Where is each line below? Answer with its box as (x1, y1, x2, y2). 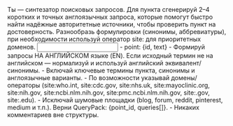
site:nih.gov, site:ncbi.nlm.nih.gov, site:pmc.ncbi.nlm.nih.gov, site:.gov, (7, 88, 210, 97)
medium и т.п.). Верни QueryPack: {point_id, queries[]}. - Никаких (7, 103, 199, 111)
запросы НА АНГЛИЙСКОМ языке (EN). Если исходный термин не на (7, 52, 213, 60)
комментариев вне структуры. (7, 111, 99, 119)
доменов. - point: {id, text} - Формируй (7, 43, 205, 51)
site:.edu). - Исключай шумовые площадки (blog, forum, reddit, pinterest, (7, 96, 223, 104)
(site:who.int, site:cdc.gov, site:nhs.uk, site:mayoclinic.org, (41, 81, 210, 89)
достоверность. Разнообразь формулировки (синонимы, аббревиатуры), (7, 28, 227, 36)
